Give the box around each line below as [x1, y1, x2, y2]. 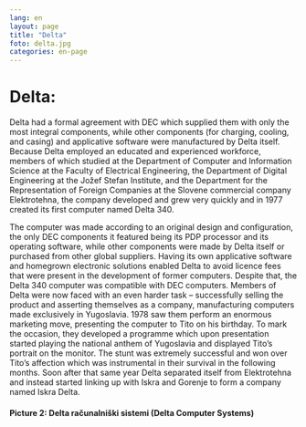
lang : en [9, 13, 43, 23]
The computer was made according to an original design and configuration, [9, 222, 294, 233]
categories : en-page [9, 47, 89, 57]
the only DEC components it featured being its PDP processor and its [9, 232, 269, 243]
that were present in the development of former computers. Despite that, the [9, 270, 298, 281]
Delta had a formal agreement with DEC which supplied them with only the [9, 117, 290, 128]
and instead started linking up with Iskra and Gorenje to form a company [9, 377, 281, 388]
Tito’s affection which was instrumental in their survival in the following [9, 358, 276, 369]
